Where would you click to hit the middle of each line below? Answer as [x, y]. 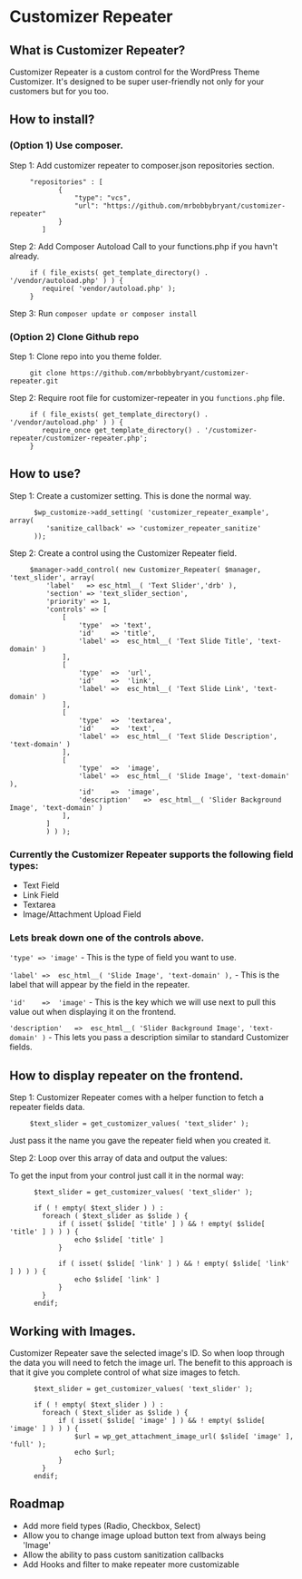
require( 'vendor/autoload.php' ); [109, 288]
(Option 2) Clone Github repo [74, 336]
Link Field [40, 895]
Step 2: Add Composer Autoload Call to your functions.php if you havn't [144, 246]
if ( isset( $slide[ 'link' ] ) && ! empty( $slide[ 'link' [174, 1264]
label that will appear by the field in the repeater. [100, 985]
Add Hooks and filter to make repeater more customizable [131, 1564]
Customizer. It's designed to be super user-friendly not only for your [137, 82]
